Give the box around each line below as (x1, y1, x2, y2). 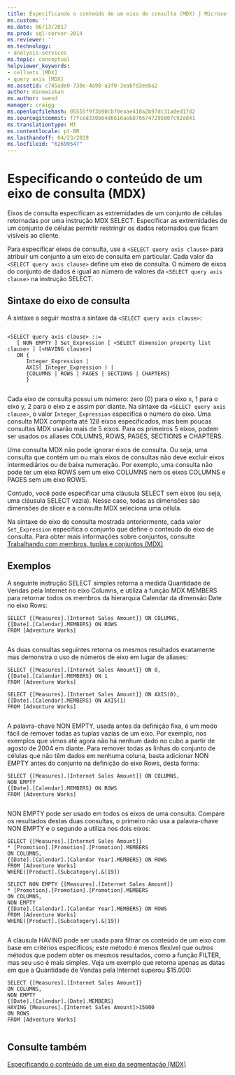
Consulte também (7, 1041, 87, 1053)
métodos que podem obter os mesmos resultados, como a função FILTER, (7, 951, 221, 959)
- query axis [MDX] (7, 75, 64, 83)
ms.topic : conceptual (7, 56, 71, 63)
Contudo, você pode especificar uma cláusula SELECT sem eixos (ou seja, (7, 489, 222, 497)
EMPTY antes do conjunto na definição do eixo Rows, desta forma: (7, 759, 200, 767)
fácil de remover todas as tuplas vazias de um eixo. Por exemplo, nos (7, 729, 207, 737)
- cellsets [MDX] (7, 69, 58, 76)
